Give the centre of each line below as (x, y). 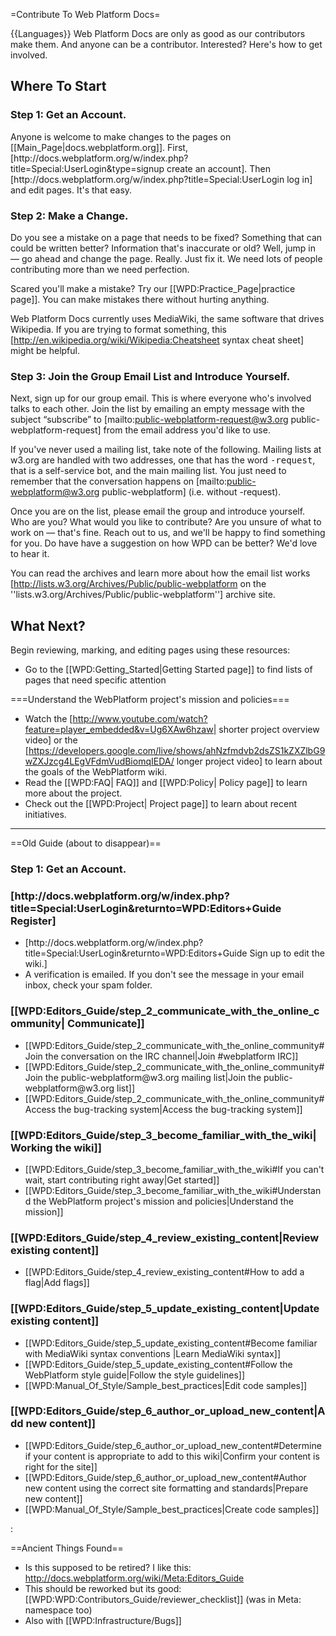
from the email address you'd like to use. (187, 430)
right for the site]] (61, 1466)
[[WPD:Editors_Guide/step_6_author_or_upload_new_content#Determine (173, 1445)
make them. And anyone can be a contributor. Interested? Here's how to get (166, 44)
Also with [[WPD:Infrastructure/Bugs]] (103, 1620)
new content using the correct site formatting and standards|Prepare (166, 1488)
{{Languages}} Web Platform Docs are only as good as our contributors (158, 33)
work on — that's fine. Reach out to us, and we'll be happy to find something (168, 533)
